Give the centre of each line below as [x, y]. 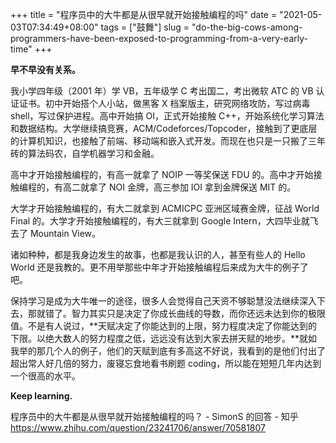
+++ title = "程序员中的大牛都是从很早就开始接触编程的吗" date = [144, 14]
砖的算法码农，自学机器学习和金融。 [85, 153]
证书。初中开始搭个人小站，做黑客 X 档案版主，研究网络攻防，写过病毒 [164, 103]
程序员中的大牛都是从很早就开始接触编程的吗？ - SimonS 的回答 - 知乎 [154, 416]
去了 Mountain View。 [56, 233]
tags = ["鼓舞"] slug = [145, 27]
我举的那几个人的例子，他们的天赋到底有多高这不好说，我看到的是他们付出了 [168, 351]
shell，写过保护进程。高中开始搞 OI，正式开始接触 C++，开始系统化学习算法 [167, 116]
